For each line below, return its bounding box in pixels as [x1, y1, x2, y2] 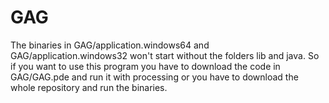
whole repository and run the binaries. [10, 81, 168, 93]
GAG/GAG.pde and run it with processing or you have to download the [10, 71, 299, 83]
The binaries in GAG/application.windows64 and [10, 39, 210, 51]
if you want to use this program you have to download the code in [10, 60, 281, 72]
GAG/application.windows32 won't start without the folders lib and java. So [10, 49, 320, 61]
